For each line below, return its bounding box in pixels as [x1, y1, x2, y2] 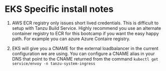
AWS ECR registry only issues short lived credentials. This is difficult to [12, 20, 159, 26]
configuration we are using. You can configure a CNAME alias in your [12, 51, 155, 57]
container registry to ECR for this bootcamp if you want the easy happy [12, 30, 159, 36]
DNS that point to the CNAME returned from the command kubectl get [12, 56, 158, 62]
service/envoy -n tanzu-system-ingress [12, 61, 96, 66]
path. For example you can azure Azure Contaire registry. [12, 36, 131, 42]
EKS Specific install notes [5, 3, 114, 15]
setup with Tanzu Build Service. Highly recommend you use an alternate [12, 25, 161, 31]
